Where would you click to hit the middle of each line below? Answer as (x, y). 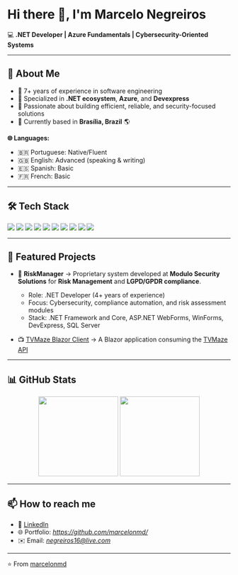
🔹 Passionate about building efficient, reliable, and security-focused (117, 106)
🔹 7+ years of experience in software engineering (90, 91)
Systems (21, 45)
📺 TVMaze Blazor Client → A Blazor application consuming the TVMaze (123, 339)
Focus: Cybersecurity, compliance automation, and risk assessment (127, 303)
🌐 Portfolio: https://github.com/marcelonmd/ (83, 532)
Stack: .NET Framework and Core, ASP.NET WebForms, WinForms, (126, 318)
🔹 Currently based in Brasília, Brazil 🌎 (74, 121)
